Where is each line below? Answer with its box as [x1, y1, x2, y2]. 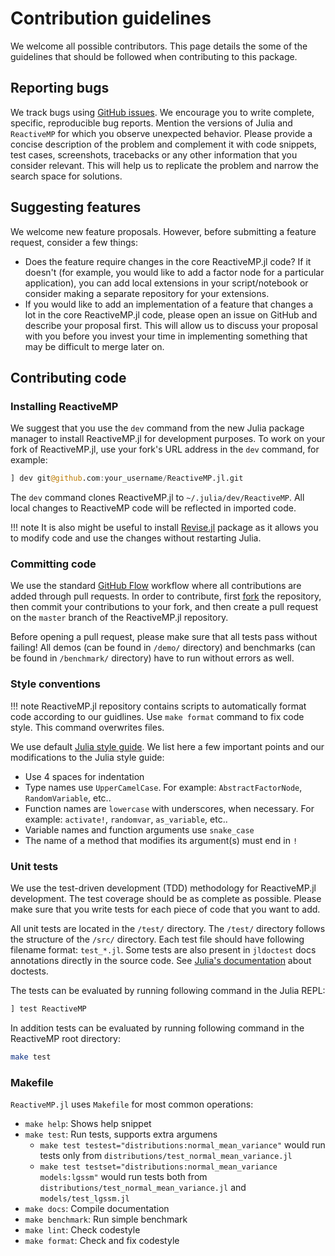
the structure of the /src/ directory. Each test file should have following [10, 933, 305, 946]
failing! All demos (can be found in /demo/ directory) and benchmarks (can [10, 642, 316, 654]
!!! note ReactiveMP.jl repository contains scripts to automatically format [10, 700, 307, 712]
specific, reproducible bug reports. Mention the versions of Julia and [10, 117, 293, 129]
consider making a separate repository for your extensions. [24, 287, 270, 299]
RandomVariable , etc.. [24, 792, 112, 804]
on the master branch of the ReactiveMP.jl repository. [10, 612, 229, 624]
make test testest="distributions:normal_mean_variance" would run [39, 1139, 326, 1151]
